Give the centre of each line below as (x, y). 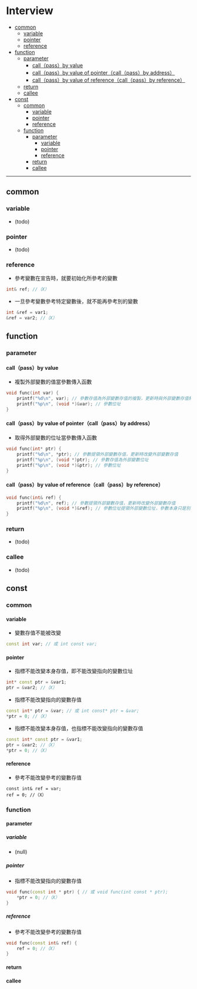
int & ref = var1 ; (27, 313)
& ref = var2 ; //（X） (32, 318)
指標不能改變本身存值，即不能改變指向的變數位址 (74, 671)
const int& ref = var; (34, 788)
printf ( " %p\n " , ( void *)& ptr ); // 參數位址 (69, 465)
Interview (30, 11)
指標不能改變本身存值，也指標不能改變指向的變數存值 (79, 728)
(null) (21, 852)
